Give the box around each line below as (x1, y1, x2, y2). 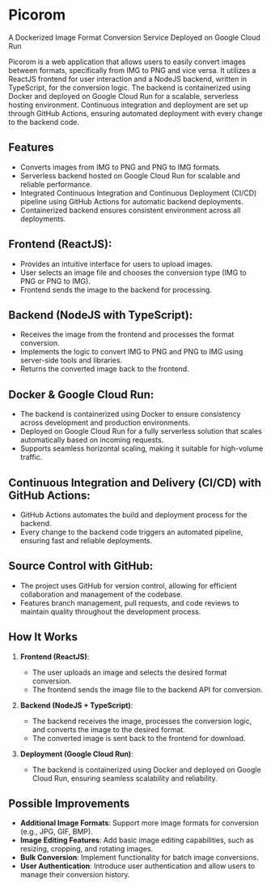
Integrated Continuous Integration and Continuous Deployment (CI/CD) (19, 188, 257, 198)
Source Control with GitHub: (8, 559, 154, 573)
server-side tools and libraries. (19, 355, 123, 366)
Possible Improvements (8, 797, 130, 811)
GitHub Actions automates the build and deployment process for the (19, 510, 248, 520)
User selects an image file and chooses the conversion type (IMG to (19, 268, 247, 277)
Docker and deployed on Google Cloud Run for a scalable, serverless (8, 91, 239, 101)
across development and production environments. (19, 418, 191, 427)
